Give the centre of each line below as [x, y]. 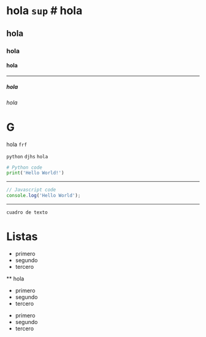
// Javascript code [31, 190]
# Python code [25, 167]
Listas [22, 237]
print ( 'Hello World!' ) [35, 173]
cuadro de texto [27, 212]
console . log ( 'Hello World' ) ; [44, 196]
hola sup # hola [44, 11]
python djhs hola [27, 157]
